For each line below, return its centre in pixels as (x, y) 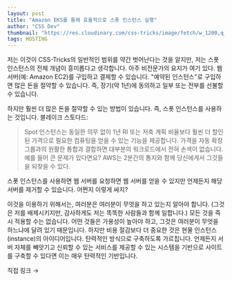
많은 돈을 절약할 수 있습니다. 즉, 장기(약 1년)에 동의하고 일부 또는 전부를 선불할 (119, 85)
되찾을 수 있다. (51, 167)
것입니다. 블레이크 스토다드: (51, 117)
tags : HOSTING (28, 39)
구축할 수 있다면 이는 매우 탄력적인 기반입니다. (76, 256)
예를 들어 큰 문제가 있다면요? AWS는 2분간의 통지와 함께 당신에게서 (114, 158)
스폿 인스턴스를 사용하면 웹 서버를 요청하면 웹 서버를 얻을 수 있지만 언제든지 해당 (115, 181)
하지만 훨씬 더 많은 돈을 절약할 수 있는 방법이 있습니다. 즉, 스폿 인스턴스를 (105, 109)
